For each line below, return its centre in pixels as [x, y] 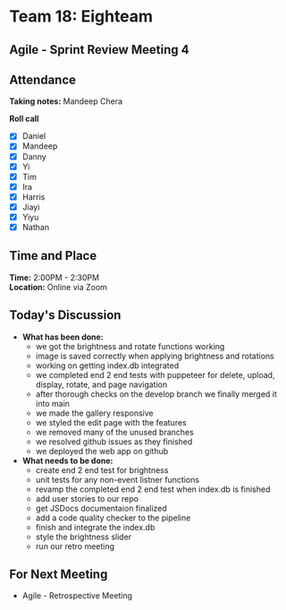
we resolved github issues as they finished [114, 442]
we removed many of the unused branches [114, 432]
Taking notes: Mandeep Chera [66, 101]
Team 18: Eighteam [81, 17]
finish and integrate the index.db [95, 527]
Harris [34, 197]
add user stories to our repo [87, 498]
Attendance [43, 79]
